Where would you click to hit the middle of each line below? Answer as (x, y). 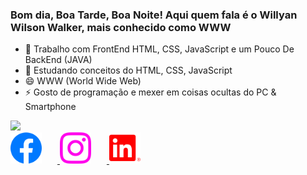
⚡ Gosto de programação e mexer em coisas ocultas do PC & (150, 92)
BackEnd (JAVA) (58, 60)
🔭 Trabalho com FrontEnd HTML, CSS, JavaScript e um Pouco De (159, 49)
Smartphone (50, 107)
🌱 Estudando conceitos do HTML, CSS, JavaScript (128, 70)
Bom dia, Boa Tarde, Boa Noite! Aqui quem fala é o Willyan (154, 15)
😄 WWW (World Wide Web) (83, 81)
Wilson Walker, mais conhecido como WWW (121, 27)
